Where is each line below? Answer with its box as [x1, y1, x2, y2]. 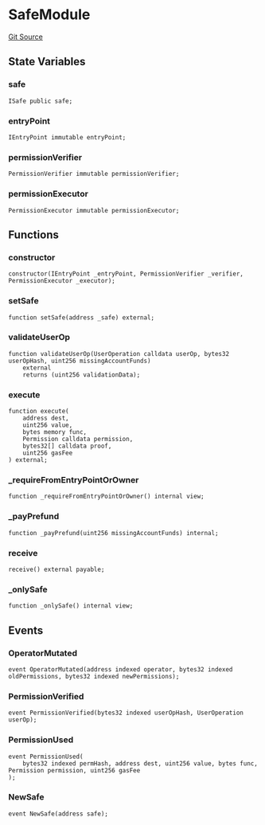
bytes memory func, [22, 428, 88, 436]
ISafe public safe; [8, 97, 73, 105]
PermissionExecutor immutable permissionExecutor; [8, 206, 180, 214]
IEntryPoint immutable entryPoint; [8, 133, 127, 141]
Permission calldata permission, [22, 436, 134, 444]
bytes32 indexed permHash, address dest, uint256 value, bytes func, [22, 759, 259, 768]
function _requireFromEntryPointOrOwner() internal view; [8, 492, 205, 501]
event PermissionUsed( [8, 753, 84, 760]
